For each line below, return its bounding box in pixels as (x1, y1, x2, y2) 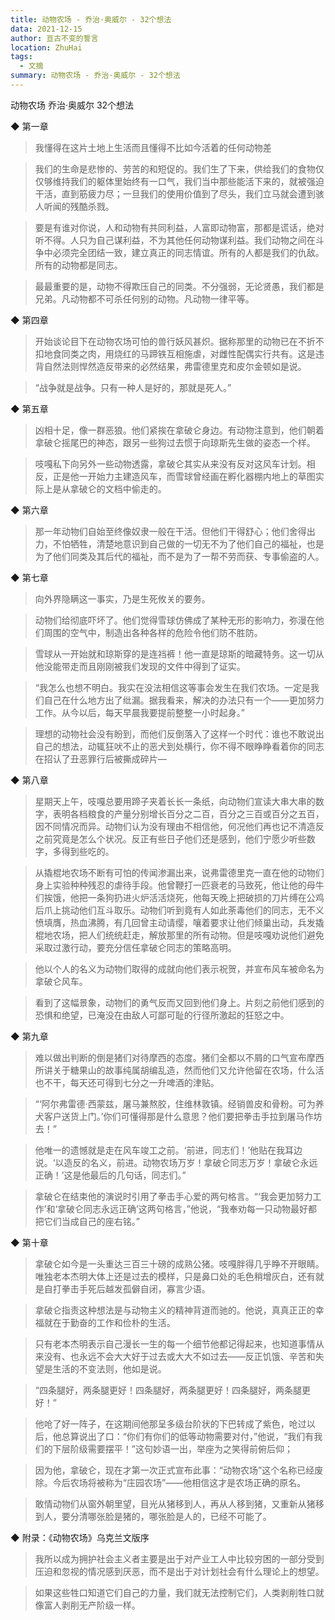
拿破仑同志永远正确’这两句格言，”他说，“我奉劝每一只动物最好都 (57, 1202, 318, 1215)
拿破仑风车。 (34, 975, 88, 987)
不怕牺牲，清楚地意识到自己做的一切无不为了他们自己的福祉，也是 (52, 537, 325, 550)
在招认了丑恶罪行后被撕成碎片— (34, 752, 167, 765)
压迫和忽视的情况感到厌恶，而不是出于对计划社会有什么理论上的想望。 (34, 1565, 325, 1577)
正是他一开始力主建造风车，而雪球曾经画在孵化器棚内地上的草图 (52, 470, 316, 482)
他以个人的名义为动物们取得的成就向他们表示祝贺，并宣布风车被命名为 (34, 962, 325, 975)
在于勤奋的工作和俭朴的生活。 (52, 1316, 176, 1328)
